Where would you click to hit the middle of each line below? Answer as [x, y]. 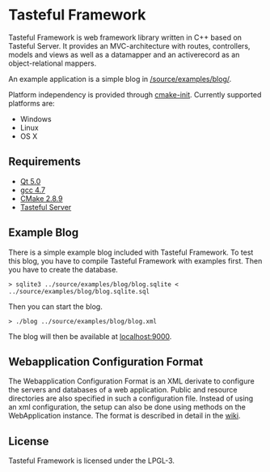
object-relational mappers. [53, 63]
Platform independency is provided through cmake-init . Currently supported [135, 94]
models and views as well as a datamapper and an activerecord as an [124, 54]
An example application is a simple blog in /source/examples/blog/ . [120, 79]
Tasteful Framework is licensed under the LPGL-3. [92, 461]
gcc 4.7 [33, 190]
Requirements [44, 162]
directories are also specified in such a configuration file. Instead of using [131, 398]
